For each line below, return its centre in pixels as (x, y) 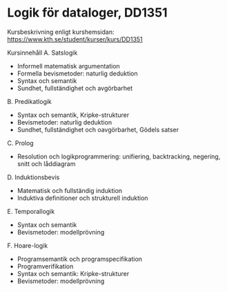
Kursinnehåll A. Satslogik (42, 53)
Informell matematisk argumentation (69, 66)
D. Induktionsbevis (33, 177)
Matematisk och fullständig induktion (70, 190)
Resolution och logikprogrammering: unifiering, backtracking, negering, (119, 156)
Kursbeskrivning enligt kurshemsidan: (61, 32)
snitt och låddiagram (46, 163)
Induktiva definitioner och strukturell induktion (82, 198)
